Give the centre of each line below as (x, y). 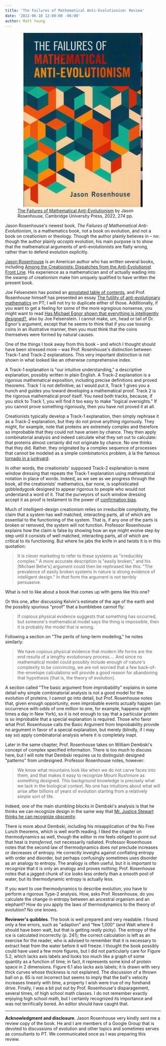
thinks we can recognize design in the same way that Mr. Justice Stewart (80, 812)
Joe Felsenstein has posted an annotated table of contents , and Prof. (75, 293)
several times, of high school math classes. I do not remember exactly (76, 993)
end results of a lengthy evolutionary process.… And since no (80, 657)
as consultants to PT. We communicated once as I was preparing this (75, 1034)
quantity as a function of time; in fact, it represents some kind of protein (78, 962)
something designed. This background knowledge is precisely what (86, 781)
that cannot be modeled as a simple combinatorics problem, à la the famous (83, 453)
